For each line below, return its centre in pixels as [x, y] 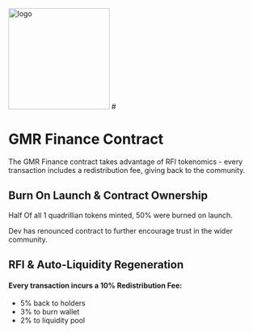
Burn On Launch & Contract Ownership [108, 196]
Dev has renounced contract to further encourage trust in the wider [120, 230]
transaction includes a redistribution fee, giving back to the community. [127, 170]
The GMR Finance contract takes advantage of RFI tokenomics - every [126, 162]
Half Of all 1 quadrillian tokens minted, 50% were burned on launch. [120, 215]
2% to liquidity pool [53, 320]
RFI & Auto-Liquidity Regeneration [96, 265]
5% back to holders [53, 303]
